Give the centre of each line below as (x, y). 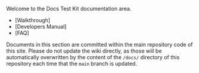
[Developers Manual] (41, 27)
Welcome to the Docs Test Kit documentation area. (69, 9)
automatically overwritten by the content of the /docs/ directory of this (93, 57)
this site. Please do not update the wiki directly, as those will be (84, 51)
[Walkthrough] (33, 20)
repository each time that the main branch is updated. (72, 63)
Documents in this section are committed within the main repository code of (99, 45)
